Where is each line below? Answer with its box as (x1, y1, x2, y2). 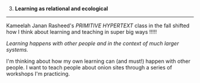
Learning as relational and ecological (14, 5, 108, 12)
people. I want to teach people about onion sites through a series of (6, 64, 173, 71)
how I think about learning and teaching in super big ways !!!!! (6, 28, 157, 35)
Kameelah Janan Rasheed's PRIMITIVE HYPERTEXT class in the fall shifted (6, 22, 190, 29)
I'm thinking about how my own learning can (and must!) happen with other (6, 58, 190, 65)
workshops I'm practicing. (6, 71, 70, 77)
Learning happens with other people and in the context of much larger (6, 40, 179, 47)
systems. (6, 46, 29, 53)
